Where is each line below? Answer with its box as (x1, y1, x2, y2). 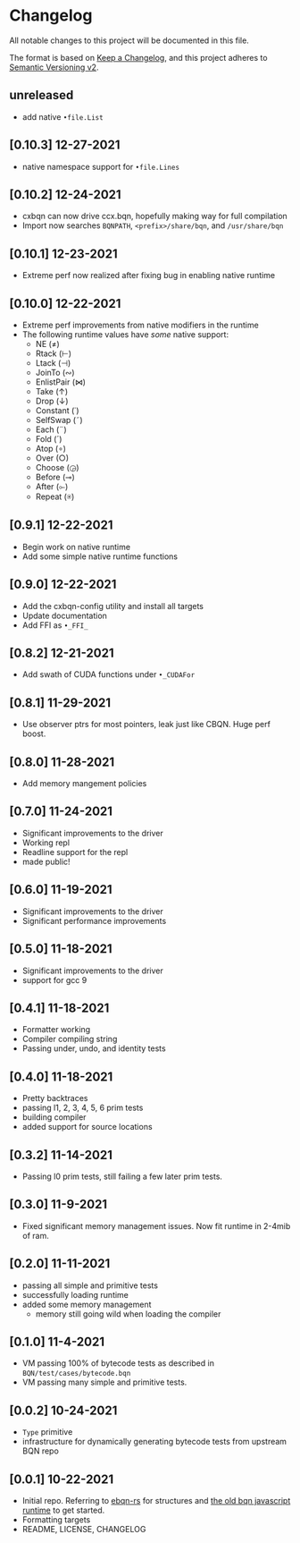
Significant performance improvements (21, 915, 167, 926)
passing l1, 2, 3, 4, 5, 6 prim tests (21, 1102, 144, 1114)
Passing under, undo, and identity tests (21, 1043, 167, 1054)
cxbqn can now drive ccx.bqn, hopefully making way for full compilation (21, 211, 287, 222)
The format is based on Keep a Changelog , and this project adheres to (9, 52, 268, 63)
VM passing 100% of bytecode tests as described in (21, 1358, 214, 1369)
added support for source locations (21, 1122, 154, 1132)
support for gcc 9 (21, 974, 87, 985)
